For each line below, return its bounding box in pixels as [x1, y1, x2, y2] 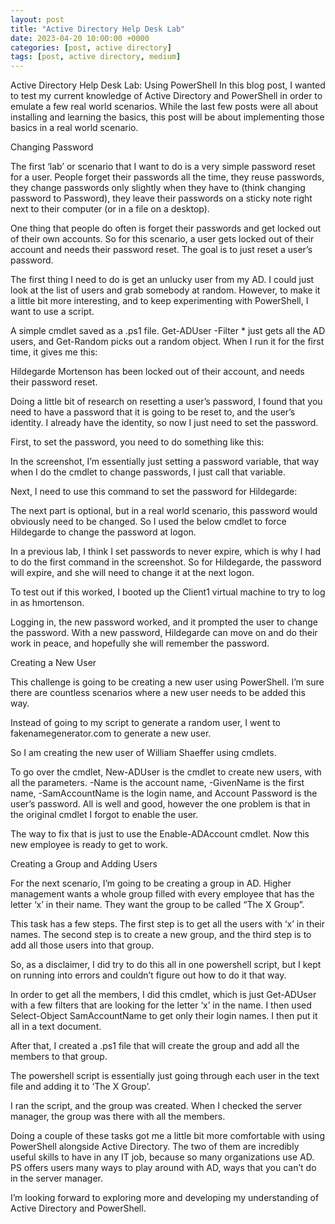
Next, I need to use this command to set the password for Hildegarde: [10, 486, 298, 498]
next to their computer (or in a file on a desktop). [10, 203, 210, 215]
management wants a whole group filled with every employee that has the [10, 888, 315, 900]
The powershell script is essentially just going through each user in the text [10, 1070, 320, 1082]
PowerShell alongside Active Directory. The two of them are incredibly [10, 1141, 300, 1153]
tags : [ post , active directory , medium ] [10, 52, 182, 62]
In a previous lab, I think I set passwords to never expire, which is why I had [10, 546, 322, 558]
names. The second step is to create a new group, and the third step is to [10, 929, 312, 941]
